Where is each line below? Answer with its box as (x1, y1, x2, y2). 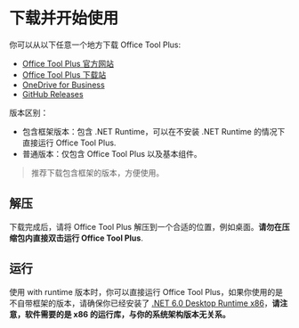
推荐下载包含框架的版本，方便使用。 (30, 167, 165, 178)
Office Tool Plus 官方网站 (21, 58, 114, 69)
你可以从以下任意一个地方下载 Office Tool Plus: (9, 39, 182, 50)
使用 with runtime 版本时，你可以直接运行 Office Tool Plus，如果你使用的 (9, 286, 276, 297)
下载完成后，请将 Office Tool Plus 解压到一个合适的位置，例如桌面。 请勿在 (9, 221, 282, 232)
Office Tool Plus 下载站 (21, 69, 107, 80)
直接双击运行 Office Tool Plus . (32, 233, 144, 243)
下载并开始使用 (9, 8, 119, 29)
